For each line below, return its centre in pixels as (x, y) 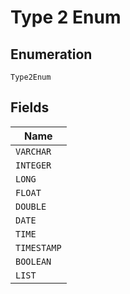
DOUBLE (31, 206)
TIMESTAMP (38, 247)
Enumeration (51, 54)
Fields (30, 107)
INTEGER (33, 165)
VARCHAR (33, 151)
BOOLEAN (33, 261)
